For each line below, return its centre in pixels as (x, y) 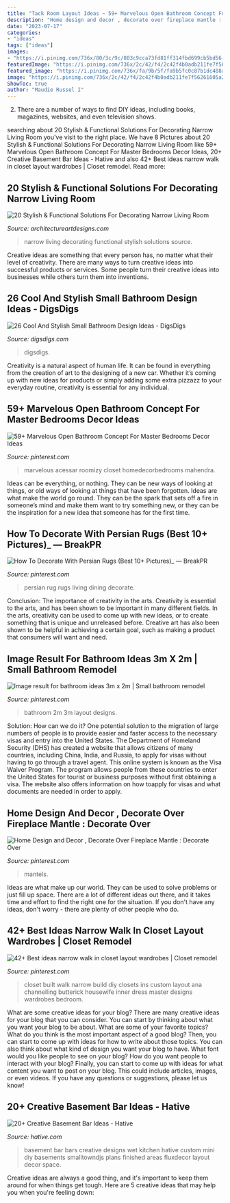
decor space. (42, 1164)
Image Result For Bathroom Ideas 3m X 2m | (102, 659)
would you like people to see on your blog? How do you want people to (107, 1056)
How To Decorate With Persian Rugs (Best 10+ (107, 534)
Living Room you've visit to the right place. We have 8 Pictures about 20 (108, 137)
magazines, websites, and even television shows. (86, 117)
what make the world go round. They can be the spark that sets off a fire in (113, 498)
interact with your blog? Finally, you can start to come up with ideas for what (115, 1063)
